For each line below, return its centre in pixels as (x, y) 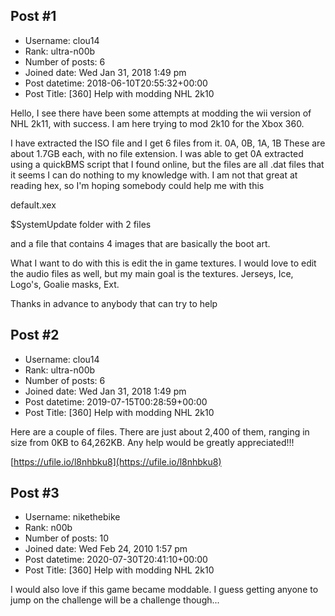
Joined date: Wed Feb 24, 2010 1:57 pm (106, 549)
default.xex (33, 205)
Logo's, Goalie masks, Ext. (65, 284)
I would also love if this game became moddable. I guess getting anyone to (164, 590)
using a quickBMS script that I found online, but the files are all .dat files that (167, 164)
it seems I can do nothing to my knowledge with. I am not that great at (154, 175)
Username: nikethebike (72, 517)
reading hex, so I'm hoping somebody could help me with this (137, 185)
